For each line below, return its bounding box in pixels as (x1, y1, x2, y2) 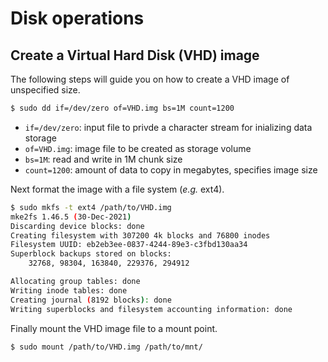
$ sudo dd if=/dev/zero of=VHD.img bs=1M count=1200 (10, 103, 235, 113)
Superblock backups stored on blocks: (10, 249, 172, 259)
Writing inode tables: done (10, 285, 128, 296)
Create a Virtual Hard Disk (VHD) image (10, 47, 260, 64)
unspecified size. (10, 84, 81, 96)
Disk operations (10, 7, 145, 30)
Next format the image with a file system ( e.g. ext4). (10, 183, 225, 195)
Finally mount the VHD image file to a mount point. (10, 322, 218, 334)
